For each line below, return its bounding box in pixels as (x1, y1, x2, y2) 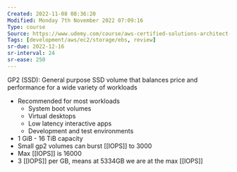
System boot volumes (28, 104, 92, 113)
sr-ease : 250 (7, 56, 46, 63)
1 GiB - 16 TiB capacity (17, 134, 83, 142)
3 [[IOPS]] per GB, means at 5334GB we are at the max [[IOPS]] (17, 156, 203, 165)
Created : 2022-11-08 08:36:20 (7, 10, 97, 18)
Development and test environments (28, 126, 134, 135)
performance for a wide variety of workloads (7, 82, 138, 92)
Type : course (7, 23, 46, 30)
